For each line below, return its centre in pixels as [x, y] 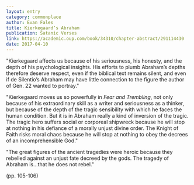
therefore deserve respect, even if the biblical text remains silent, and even [96, 73]
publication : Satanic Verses [41, 33]
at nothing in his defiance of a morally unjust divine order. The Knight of [92, 128]
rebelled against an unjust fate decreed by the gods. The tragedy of [88, 158]
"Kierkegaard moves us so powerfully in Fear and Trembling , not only [90, 97]
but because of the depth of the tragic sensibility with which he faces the [94, 109]
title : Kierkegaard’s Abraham [43, 28]
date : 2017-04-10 [27, 44]
